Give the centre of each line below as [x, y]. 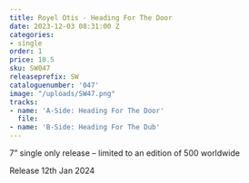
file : [28, 119]
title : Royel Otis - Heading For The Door [91, 18]
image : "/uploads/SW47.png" [63, 93]
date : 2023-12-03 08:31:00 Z [65, 26]
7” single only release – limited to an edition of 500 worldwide [125, 153]
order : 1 [26, 52]
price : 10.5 [32, 60]
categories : [32, 34]
